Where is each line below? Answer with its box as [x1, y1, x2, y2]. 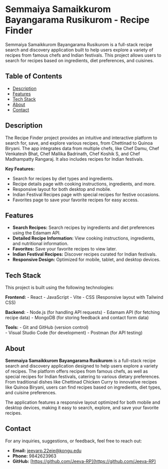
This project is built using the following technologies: [5, 285, 114, 291]
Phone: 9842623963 [12, 453, 57, 459]
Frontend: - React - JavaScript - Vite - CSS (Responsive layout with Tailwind [5, 294, 163, 300]
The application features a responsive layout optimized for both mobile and [5, 399, 160, 405]
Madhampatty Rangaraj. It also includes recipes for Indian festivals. [5, 156, 144, 162]
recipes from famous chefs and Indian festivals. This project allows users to [5, 52, 161, 58]
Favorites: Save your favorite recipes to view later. [12, 246, 117, 252]
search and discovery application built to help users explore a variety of [5, 47, 153, 53]
